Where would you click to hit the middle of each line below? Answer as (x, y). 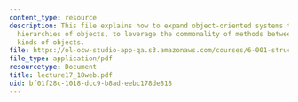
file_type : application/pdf (61, 59)
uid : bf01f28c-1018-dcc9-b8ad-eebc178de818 (91, 83)
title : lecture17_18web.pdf (61, 75)
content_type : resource (53, 17)
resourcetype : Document (53, 67)
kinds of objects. (51, 42)
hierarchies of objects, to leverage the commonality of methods (141, 34)
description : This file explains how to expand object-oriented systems (146, 26)
